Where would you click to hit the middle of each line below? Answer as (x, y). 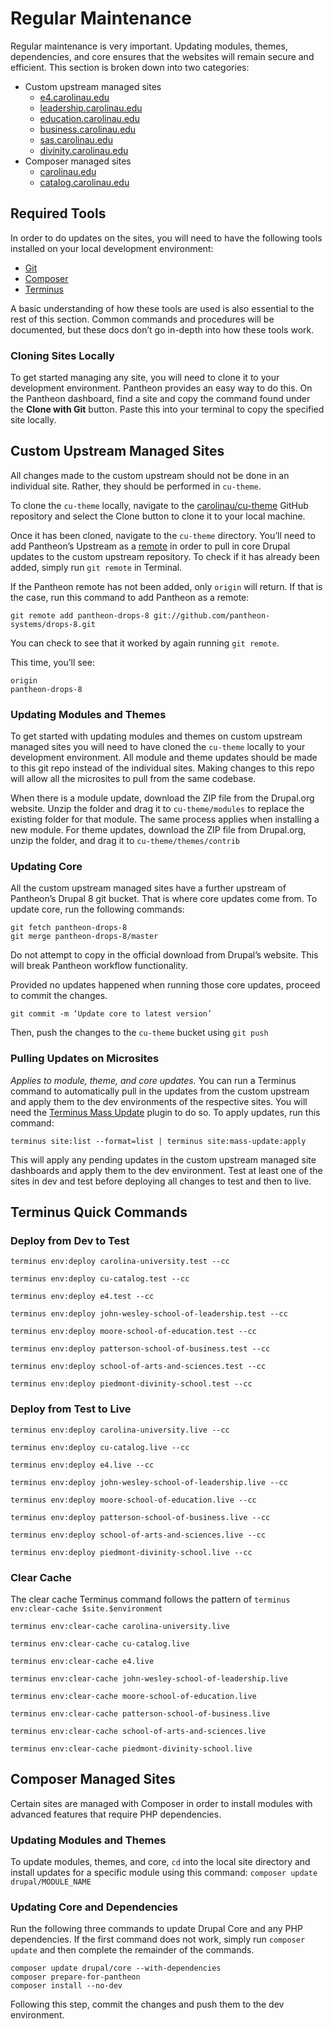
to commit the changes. (59, 996)
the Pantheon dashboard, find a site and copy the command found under (160, 399)
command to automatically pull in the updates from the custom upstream (160, 1091)
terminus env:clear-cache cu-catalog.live (100, 1644)
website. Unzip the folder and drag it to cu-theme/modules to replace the (157, 809)
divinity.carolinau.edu (84, 150)
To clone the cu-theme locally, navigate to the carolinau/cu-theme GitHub (159, 505)
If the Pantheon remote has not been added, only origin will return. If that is (166, 586)
